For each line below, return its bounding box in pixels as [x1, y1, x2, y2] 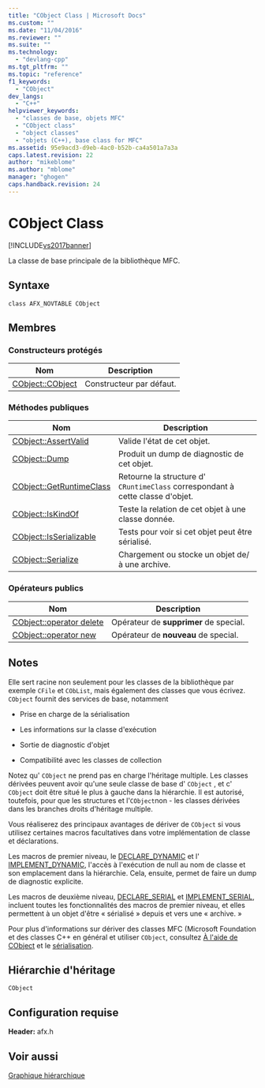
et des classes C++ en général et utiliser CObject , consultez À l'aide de [8, 932, 238, 942]
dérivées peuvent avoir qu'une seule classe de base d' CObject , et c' [8, 778, 233, 788]
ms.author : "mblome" [8, 166, 77, 174]
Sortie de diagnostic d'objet [19, 740, 110, 749]
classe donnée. [118, 514, 175, 525]
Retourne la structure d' [118, 471, 207, 482]
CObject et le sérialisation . [8, 940, 94, 950]
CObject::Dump [12, 453, 69, 464]
